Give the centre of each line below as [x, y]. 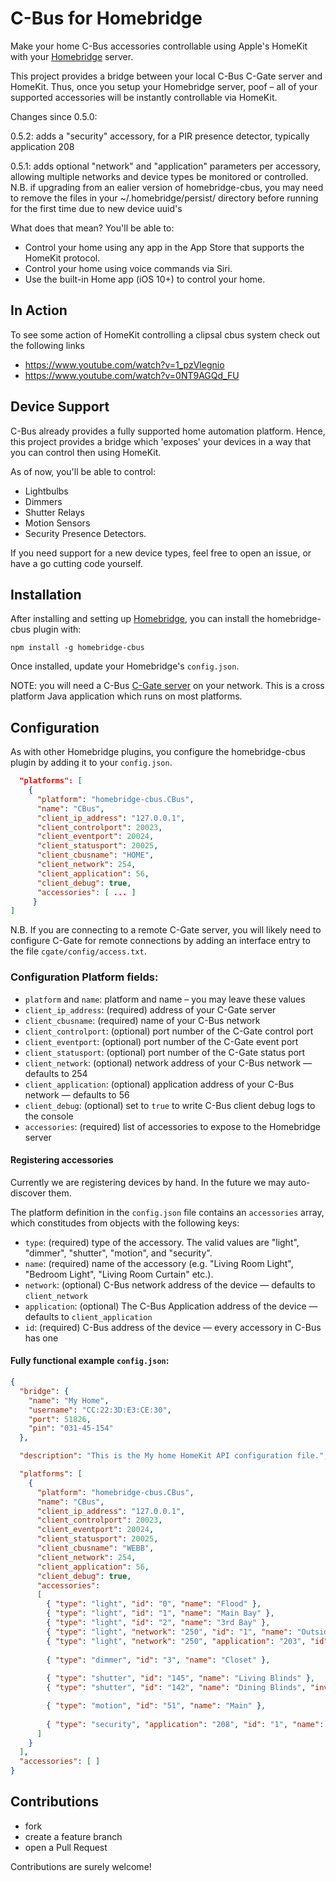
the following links [47, 345]
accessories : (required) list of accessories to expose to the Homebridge [172, 1126]
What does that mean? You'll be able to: [92, 228]
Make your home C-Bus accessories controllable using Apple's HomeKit [159, 46]
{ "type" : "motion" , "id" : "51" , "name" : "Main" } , [156, 1706]
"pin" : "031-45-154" [71, 1428]
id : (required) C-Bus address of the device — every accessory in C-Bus [173, 1327]
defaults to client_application [88, 1316]
